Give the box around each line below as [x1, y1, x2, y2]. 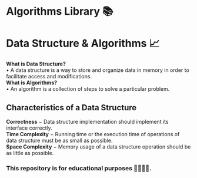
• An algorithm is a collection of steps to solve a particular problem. [6, 85, 170, 93]
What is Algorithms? [6, 79, 58, 86]
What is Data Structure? [6, 60, 66, 68]
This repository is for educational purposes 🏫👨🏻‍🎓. [6, 164, 152, 172]
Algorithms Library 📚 [6, 5, 113, 18]
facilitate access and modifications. [6, 73, 92, 80]
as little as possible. [6, 149, 54, 156]
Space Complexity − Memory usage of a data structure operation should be [6, 143, 191, 150]
